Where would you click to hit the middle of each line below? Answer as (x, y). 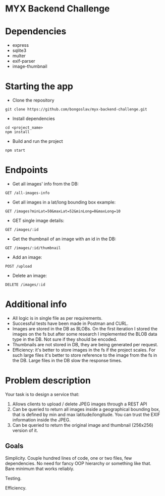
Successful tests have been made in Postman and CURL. (70, 323)
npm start (15, 150)
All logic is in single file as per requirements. (57, 318)
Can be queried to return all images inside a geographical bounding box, (86, 409)
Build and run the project (38, 141)
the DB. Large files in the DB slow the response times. (67, 360)
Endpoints (27, 170)
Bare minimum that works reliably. (40, 469)
